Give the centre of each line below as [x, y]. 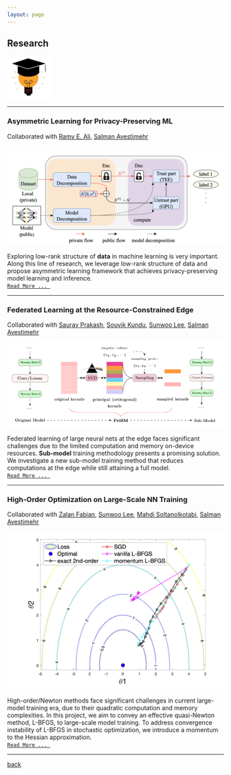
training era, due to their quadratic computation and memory [112, 708]
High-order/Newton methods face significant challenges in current [101, 701]
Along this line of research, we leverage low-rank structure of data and [107, 264]
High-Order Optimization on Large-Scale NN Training [97, 499]
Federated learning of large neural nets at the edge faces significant [103, 439]
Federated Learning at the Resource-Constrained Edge [100, 310]
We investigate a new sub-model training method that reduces [96, 460]
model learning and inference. [50, 279]
